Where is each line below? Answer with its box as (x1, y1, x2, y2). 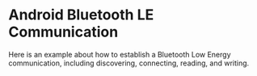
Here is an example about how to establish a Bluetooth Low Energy (8, 49, 232, 59)
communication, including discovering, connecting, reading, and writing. (8, 58, 250, 68)
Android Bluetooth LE (8, 6, 154, 24)
